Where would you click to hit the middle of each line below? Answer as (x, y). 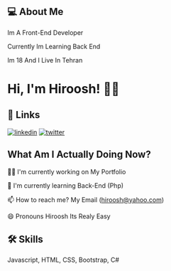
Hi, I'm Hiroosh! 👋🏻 (64, 89)
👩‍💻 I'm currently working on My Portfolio (67, 171)
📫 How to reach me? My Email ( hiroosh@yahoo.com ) (86, 200)
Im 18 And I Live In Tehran (45, 60)
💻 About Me (35, 12)
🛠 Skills (26, 239)
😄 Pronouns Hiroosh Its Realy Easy (59, 216)
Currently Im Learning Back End (54, 46)
